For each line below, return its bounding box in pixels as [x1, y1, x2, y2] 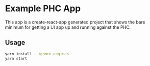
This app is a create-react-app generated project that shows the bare [5, 19, 146, 25]
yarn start [5, 56, 27, 61]
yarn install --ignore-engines [5, 51, 69, 56]
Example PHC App [5, 3, 81, 14]
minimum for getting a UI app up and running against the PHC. [5, 24, 131, 30]
